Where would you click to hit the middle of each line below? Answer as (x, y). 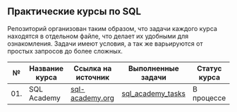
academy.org (92, 98)
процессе (209, 98)
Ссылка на (93, 68)
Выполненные (154, 68)
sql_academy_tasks (153, 93)
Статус (209, 68)
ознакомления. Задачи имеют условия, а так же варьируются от (105, 43)
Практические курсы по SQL (74, 12)
